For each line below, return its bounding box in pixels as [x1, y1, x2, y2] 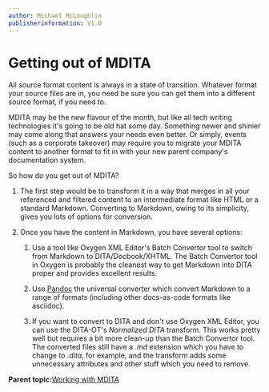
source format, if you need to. [8, 97, 106, 107]
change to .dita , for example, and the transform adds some [31, 350, 227, 361]
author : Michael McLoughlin [8, 11, 102, 20]
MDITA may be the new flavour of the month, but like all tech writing [8, 113, 232, 123]
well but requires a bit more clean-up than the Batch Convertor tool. [31, 333, 255, 343]
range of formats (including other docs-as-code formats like [31, 293, 231, 302]
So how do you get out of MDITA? [8, 171, 119, 180]
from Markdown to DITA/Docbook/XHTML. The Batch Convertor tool [31, 252, 258, 261]
